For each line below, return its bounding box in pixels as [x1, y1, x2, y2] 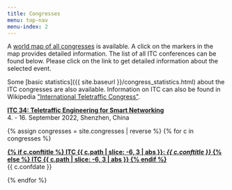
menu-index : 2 [7, 23, 49, 30]
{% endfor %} [7, 176, 47, 184]
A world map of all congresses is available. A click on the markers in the [7, 42, 214, 51]
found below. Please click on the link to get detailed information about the [7, 57, 218, 65]
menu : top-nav [7, 17, 49, 24]
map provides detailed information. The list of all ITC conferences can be [7, 49, 217, 58]
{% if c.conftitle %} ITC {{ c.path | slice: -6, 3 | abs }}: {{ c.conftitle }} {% [7, 148, 222, 157]
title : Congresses [7, 10, 61, 17]
